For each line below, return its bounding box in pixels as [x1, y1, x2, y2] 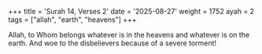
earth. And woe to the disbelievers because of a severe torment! [8, 38, 217, 48]
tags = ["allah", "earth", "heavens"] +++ [8, 15, 138, 24]
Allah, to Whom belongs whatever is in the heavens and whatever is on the [8, 31, 250, 39]
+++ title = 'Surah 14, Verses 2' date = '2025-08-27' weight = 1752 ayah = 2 [8, 7, 254, 16]
